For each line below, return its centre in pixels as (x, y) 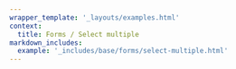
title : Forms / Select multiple (79, 34)
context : (26, 26)
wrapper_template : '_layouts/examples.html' (94, 17)
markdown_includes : (46, 43)
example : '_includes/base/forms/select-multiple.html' (123, 51)
